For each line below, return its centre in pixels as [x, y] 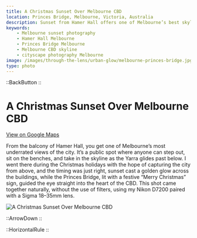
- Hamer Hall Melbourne [46, 39]
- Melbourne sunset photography [56, 33]
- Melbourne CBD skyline [47, 50]
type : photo [21, 66]
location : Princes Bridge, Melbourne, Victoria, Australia [80, 17]
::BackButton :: [24, 82]
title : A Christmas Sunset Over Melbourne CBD [64, 11]
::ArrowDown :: [24, 218]
